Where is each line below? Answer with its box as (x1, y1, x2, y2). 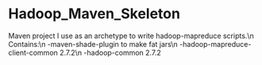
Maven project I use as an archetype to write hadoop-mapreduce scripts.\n (8, 31, 254, 40)
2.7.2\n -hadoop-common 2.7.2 (59, 48, 161, 57)
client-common (8, 48, 58, 57)
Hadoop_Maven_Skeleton (8, 5, 181, 23)
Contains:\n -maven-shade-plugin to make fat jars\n (8, 39, 179, 48)
